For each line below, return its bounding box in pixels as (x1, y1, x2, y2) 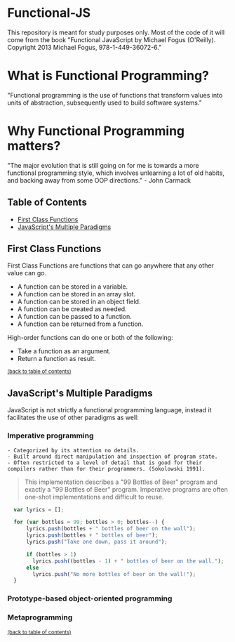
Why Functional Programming (7, 123, 185, 139)
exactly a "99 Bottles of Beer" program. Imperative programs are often (24, 485, 228, 493)
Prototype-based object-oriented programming (7, 594, 173, 603)
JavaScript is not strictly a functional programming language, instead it (7, 406, 212, 414)
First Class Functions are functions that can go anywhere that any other (7, 261, 214, 270)
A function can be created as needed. (17, 305, 128, 313)
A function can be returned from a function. (17, 320, 144, 328)
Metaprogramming (7, 612, 73, 622)
